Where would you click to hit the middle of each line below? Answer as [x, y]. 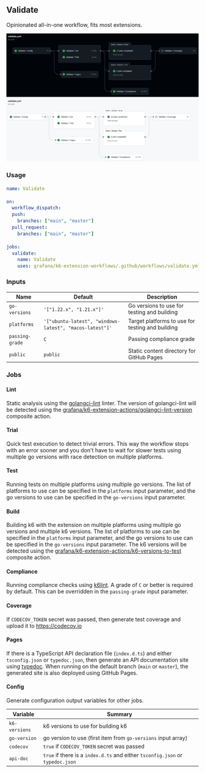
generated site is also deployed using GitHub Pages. [72, 673]
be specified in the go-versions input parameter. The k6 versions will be [97, 545]
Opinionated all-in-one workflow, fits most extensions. [74, 24]
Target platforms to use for [161, 321]
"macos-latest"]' [90, 328]
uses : [24, 266]
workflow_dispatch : [37, 208]
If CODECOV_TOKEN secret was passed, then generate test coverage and [94, 619]
